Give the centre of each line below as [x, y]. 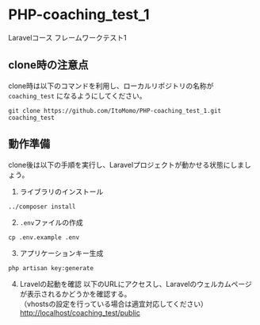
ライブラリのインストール [61, 192]
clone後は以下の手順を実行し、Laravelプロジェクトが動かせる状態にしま [126, 164]
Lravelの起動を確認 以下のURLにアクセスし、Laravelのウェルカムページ [136, 284]
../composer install [42, 207]
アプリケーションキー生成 [61, 253]
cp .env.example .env [44, 237]
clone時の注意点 [48, 65]
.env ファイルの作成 [51, 222]
